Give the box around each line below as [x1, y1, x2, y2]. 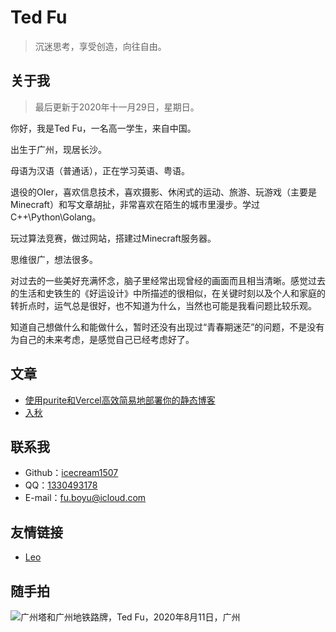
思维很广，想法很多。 [10, 253, 98, 265]
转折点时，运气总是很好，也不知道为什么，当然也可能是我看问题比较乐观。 [10, 299, 317, 311]
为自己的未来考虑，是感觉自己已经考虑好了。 [10, 333, 195, 345]
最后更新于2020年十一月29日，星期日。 [34, 101, 200, 113]
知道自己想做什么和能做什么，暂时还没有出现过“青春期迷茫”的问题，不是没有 [10, 321, 325, 333]
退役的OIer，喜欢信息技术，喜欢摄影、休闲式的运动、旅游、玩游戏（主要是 [10, 186, 317, 198]
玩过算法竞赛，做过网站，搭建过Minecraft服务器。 [10, 232, 217, 244]
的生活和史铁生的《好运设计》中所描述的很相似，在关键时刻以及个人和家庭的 [10, 287, 326, 299]
